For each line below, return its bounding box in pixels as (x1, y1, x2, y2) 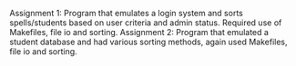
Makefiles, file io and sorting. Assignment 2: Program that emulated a (9, 27, 269, 37)
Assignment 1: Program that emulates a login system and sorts (9, 8, 243, 18)
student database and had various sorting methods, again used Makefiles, (9, 36, 289, 47)
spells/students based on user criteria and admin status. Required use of (9, 17, 282, 28)
